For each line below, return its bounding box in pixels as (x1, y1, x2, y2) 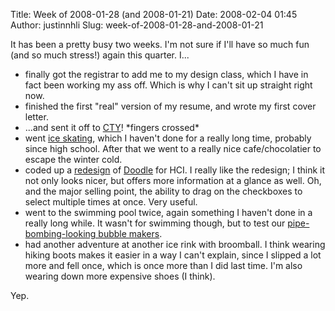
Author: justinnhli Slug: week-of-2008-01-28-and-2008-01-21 (10, 19, 264, 31)
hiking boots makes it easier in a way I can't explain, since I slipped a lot (24, 249, 322, 261)
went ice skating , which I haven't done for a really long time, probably (24, 132, 312, 144)
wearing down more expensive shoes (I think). (24, 270, 216, 282)
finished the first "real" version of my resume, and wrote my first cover (24, 100, 317, 112)
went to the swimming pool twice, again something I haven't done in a (24, 207, 313, 218)
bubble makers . (98, 228, 163, 239)
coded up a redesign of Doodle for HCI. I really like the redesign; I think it (24, 164, 326, 176)
